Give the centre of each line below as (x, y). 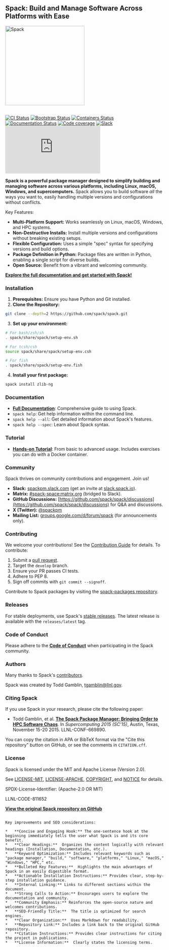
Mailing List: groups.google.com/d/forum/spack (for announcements (85, 515)
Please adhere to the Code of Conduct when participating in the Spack (79, 645)
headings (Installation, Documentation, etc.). (56, 849)
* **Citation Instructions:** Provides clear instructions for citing (83, 933)
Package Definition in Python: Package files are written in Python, (82, 254)
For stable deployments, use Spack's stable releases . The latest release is (82, 616)
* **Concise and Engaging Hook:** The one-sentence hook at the (77, 831)
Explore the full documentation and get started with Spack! (69, 275)
